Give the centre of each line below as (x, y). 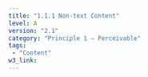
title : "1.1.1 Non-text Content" (64, 16)
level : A (23, 23)
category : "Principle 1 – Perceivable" (75, 38)
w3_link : (23, 61)
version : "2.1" (34, 30)
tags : (17, 46)
